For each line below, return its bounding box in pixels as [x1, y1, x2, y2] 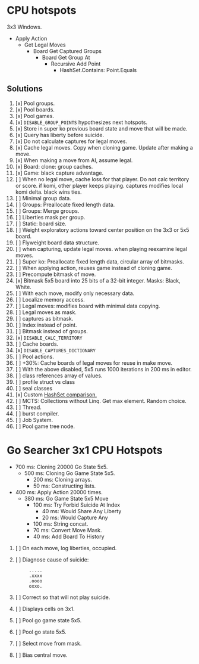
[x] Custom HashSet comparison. [15, 391, 97, 398]
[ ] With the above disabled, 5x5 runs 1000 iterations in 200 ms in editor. [15, 365, 192, 373]
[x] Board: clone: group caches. [15, 163, 93, 170]
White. [15, 283, 31, 290]
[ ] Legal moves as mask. [15, 308, 77, 316]
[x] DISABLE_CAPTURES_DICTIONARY [15, 346, 96, 353]
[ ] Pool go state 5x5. [15, 628, 67, 635]
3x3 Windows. [7, 23, 42, 30]
